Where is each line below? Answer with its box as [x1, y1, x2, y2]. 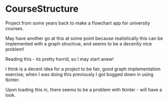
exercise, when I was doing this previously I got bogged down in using [5, 71, 154, 77]
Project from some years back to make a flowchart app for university [5, 20, 150, 26]
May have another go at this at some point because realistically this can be [5, 35, 163, 41]
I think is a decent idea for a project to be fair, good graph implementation [5, 66, 161, 72]
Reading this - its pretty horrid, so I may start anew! [5, 56, 114, 62]
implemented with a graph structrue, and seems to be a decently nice [5, 40, 152, 46]
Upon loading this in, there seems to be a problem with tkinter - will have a [5, 86, 162, 92]
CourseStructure [5, 3, 79, 15]
